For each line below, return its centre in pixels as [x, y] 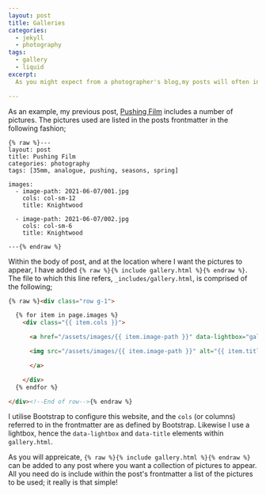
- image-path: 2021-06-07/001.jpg [72, 191]
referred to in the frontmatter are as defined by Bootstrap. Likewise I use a [129, 425]
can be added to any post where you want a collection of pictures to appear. [133, 466]
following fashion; [37, 128]
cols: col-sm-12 [49, 198]
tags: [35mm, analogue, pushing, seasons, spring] [93, 170]
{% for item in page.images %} [67, 315]
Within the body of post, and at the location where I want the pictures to [125, 261]
